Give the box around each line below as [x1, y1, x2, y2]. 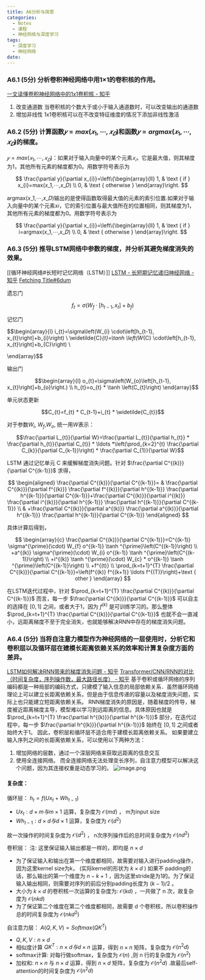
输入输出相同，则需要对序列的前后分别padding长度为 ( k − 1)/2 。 [15, 880, 178, 888]
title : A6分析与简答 [7, 9, 54, 15]
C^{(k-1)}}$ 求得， [28, 467, 74, 474]
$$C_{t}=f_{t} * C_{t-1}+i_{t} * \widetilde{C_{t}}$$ [41, 408, 165, 415]
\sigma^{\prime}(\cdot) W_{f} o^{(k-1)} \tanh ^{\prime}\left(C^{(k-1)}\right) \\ [8, 542, 198, 550]
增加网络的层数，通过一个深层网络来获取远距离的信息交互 [15, 749, 160, 757]
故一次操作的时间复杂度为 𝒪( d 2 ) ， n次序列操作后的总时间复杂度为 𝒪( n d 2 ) [7, 830, 190, 839]
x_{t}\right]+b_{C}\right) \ [7, 340, 71, 348]
